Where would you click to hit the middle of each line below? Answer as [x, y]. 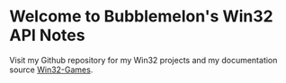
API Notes [47, 35]
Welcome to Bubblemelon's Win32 [141, 17]
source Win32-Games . [51, 70]
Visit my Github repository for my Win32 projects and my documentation [143, 60]
